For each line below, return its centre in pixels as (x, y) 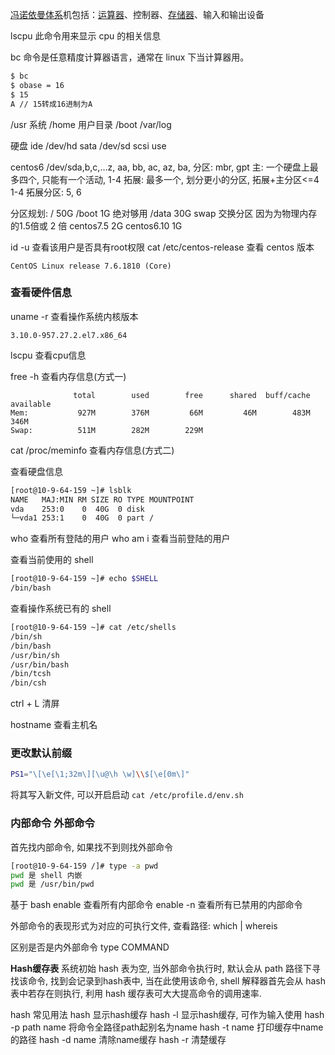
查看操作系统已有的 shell (61, 609)
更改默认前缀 (41, 753)
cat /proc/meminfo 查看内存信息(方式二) (92, 450)
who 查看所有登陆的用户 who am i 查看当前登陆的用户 (120, 539)
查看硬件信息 (41, 293)
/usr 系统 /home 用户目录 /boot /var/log (91, 124)
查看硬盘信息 (36, 471)
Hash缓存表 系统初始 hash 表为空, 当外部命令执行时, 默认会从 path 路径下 (161, 969)
